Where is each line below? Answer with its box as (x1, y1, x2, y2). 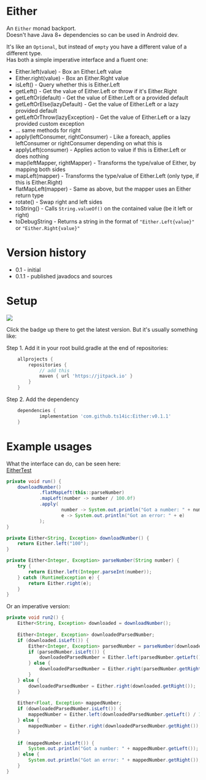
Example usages (6, 440, 92, 453)
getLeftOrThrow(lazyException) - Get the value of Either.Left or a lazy (15, 113, 191, 121)
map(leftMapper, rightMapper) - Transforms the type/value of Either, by (15, 159, 196, 166)
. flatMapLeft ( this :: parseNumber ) (39, 489, 124, 496)
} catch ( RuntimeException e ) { (17, 575, 100, 581)
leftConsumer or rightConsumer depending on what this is (15, 139, 162, 147)
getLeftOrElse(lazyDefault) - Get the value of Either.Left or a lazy (15, 100, 179, 108)
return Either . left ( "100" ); (17, 541, 89, 547)
